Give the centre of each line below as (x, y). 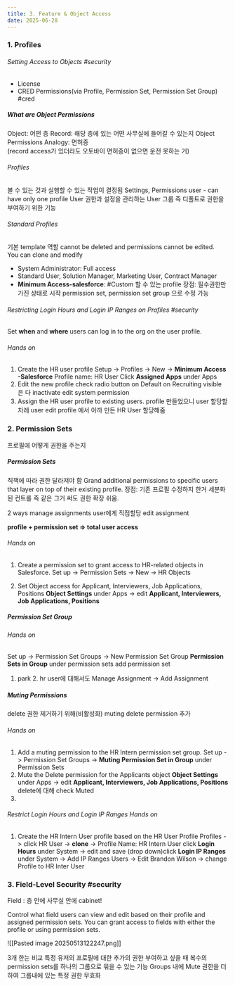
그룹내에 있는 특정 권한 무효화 (60, 975)
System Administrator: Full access (67, 268)
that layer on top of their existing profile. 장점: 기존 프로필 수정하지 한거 (107, 489)
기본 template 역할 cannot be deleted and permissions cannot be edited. (111, 247)
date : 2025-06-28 (33, 20)
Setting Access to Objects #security (59, 62)
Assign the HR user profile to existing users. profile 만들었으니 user (113, 401)
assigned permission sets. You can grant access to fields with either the (111, 922)
